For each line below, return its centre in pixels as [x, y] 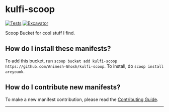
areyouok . [15, 71]
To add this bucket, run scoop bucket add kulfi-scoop [61, 61]
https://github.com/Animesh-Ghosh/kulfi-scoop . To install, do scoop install [84, 66]
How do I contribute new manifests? [63, 87]
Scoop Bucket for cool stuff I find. [40, 33]
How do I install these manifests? [58, 49]
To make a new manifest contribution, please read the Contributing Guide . [82, 99]
